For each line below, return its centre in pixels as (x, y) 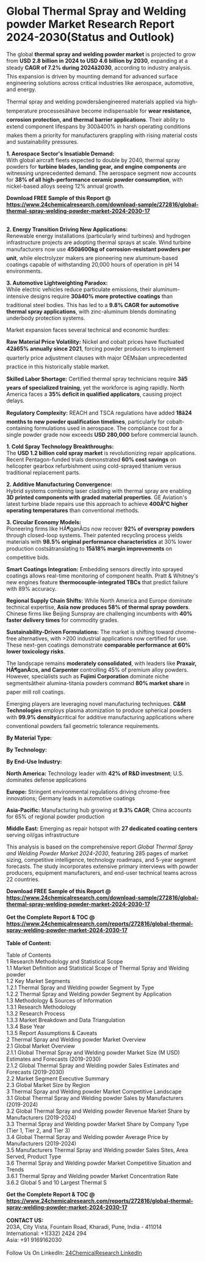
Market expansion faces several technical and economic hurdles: (88, 330)
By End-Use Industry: (34, 761)
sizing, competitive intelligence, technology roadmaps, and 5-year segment (101, 859)
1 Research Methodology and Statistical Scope (65, 961)
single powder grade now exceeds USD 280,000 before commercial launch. (102, 434)
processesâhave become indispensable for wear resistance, (115, 111)
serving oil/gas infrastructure (43, 835)
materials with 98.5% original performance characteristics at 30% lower (99, 541)
